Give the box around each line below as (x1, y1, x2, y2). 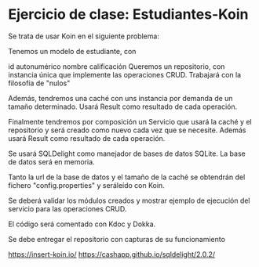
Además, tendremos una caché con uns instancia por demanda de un (8, 93, 233, 103)
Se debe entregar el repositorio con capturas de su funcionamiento (8, 234, 226, 244)
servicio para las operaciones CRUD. (8, 204, 127, 213)
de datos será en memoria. (8, 157, 96, 166)
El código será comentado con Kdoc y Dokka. (8, 219, 156, 229)
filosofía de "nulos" (8, 78, 71, 88)
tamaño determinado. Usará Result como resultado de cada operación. (8, 102, 238, 111)
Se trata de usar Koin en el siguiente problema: (8, 31, 159, 41)
